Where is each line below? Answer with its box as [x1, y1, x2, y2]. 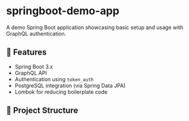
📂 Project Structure [6, 106, 78, 116]
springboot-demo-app [6, 4, 120, 18]
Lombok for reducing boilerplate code [14, 88, 108, 95]
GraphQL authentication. [6, 30, 67, 37]
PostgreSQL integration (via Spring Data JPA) [14, 82, 126, 89]
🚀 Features [6, 47, 47, 58]
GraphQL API [14, 69, 48, 77]
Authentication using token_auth [14, 75, 94, 82]
